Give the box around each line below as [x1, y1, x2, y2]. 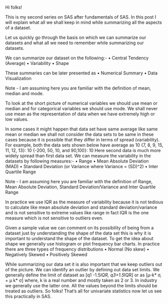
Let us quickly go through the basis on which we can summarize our [5, 35, 146, 40]
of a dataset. [5, 25, 32, 31]
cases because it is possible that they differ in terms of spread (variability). [5, 137, 160, 142]
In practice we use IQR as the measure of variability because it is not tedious [5, 199, 163, 205]
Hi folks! [5, 5, 23, 10]
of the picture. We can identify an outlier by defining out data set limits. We [5, 267, 160, 272]
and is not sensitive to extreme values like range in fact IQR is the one [5, 210, 149, 215]
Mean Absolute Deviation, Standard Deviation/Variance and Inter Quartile [5, 184, 156, 190]
